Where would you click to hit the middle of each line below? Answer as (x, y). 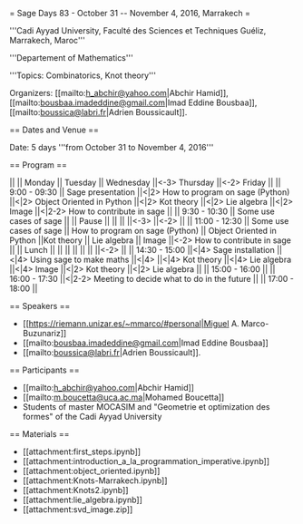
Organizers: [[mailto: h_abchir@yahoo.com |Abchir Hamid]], (119, 93)
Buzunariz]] (44, 333)
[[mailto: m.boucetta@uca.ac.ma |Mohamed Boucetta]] (123, 397)
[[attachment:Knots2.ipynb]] (75, 490)
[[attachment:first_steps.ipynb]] (82, 451)
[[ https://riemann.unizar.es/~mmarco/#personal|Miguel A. (131, 324)
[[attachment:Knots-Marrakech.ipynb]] (95, 480)
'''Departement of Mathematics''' (71, 58)
